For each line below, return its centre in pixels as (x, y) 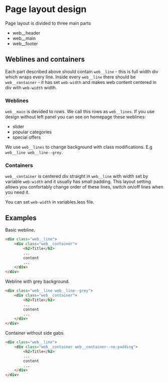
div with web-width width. (31, 87)
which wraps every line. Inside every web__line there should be (70, 77)
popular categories (32, 132)
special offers (27, 137)
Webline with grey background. (38, 281)
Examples (21, 218)
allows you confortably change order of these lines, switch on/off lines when (84, 187)
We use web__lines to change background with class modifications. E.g (79, 147)
